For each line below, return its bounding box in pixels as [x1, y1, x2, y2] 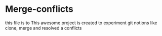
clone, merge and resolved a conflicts [5, 25, 82, 31]
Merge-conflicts [5, 3, 74, 15]
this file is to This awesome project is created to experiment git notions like [5, 20, 158, 26]
